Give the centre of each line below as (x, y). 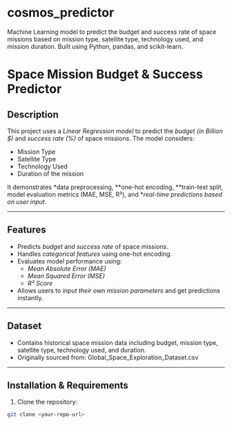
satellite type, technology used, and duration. (81, 350)
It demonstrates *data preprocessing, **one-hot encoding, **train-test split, (115, 187)
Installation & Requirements (68, 385)
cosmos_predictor (61, 13)
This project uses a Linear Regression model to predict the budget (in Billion (115, 131)
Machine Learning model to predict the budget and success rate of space (112, 32)
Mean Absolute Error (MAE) (67, 268)
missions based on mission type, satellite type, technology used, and (105, 39)
